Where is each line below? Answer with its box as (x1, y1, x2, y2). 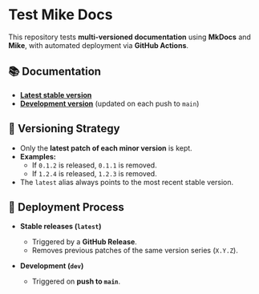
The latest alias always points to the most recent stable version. (19, 177, 234, 187)
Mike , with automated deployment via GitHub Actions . (8, 40, 189, 50)
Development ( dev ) (19, 261, 84, 271)
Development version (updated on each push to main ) (19, 99, 200, 108)
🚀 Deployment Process (8, 200, 124, 214)
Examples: (19, 151, 56, 161)
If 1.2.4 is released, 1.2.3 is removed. (31, 168, 158, 178)
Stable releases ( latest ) (19, 222, 102, 232)
